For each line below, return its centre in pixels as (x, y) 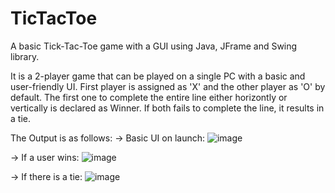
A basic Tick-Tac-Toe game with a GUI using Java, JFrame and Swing (154, 46)
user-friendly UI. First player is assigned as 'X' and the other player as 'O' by (168, 86)
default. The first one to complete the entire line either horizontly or (149, 97)
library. (25, 56)
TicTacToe (54, 18)
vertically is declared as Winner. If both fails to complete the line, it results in (167, 108)
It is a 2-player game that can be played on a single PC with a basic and (158, 76)
